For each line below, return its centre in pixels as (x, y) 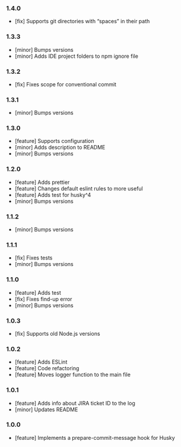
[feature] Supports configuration (54, 141)
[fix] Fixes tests (34, 258)
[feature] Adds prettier (42, 182)
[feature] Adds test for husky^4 (53, 195)
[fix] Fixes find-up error (43, 299)
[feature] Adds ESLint (41, 362)
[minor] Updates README (46, 410)
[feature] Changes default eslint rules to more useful (79, 188)
